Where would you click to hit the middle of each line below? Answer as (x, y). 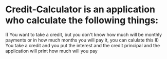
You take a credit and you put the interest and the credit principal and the (83, 45)
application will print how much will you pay (51, 51)
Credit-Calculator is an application (80, 9)
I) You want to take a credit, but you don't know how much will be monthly (84, 34)
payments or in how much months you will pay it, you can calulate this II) (82, 40)
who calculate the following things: (82, 20)
